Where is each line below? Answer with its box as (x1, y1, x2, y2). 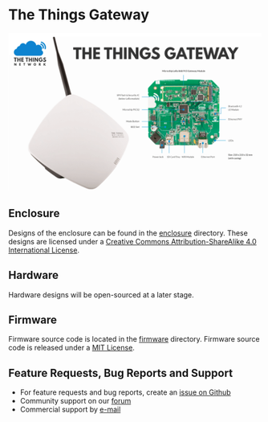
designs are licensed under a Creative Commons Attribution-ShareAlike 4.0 (8, 236, 257, 246)
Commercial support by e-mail (19, 404, 121, 415)
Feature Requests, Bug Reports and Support (8, 366, 233, 379)
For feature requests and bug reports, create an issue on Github (19, 387, 231, 397)
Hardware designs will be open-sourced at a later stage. (8, 289, 194, 299)
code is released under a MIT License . (8, 343, 135, 353)
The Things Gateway (8, 6, 150, 24)
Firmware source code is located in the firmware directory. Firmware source (8, 334, 260, 344)
